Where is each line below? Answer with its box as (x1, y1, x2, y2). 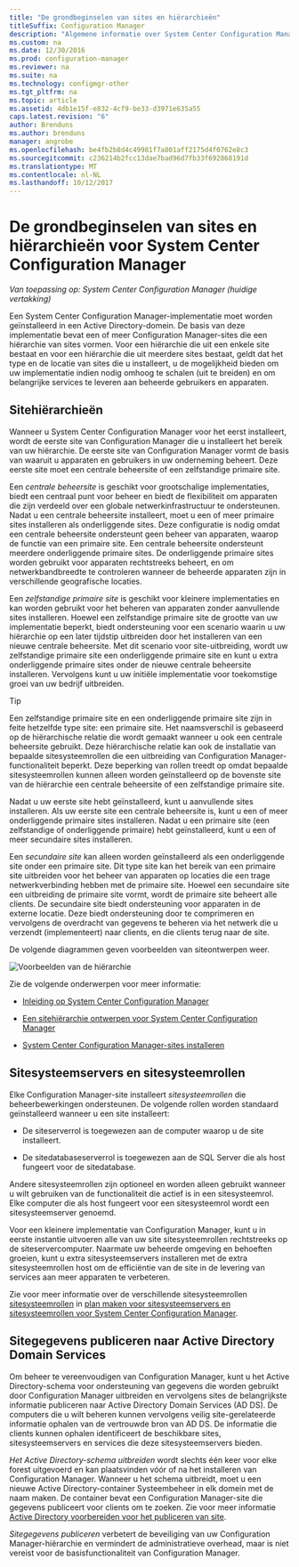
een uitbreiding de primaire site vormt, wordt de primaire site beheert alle (9, 889, 278, 900)
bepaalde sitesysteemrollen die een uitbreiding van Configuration (9, 750, 249, 761)
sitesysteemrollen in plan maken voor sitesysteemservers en (9, 1298, 231, 1309)
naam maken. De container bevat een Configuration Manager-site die (9, 1492, 263, 1503)
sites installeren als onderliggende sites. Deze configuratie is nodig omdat (9, 519, 280, 529)
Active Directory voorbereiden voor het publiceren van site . (9, 1511, 227, 1522)
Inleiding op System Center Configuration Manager (21, 996, 209, 1006)
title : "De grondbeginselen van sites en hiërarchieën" (9, 12, 221, 22)
